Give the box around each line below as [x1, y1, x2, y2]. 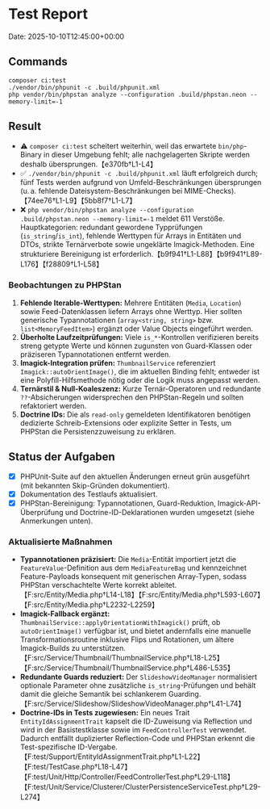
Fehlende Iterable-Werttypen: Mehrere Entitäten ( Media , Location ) [19, 298, 242, 308]
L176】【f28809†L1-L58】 [19, 259, 103, 269]
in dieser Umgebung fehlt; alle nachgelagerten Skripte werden [43, 149, 251, 159]
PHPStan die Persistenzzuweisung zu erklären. [19, 426, 177, 436]
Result [8, 119, 42, 133]
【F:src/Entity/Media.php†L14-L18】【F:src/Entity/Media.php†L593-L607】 [19, 590, 261, 600]
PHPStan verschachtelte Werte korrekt [19, 581, 149, 590]
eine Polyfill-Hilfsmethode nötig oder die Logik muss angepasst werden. [19, 375, 260, 384]
